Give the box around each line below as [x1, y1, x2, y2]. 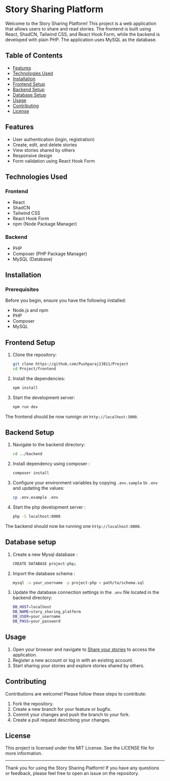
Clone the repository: [12, 352, 57, 358]
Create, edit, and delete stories [12, 141, 77, 148]
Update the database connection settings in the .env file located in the [12, 589, 159, 596]
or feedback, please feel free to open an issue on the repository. [5, 770, 139, 776]
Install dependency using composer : [12, 461, 90, 467]
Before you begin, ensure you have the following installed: [5, 297, 126, 303]
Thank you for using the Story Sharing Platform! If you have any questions [5, 765, 159, 771]
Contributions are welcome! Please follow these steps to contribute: [5, 691, 147, 697]
